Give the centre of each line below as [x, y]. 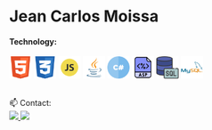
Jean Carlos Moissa [84, 16]
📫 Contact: [30, 103]
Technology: [33, 41]
